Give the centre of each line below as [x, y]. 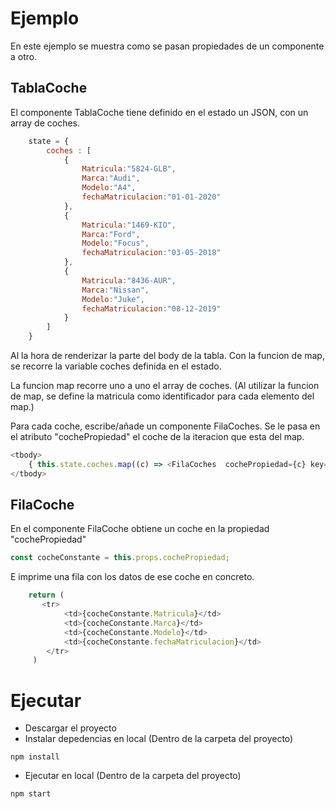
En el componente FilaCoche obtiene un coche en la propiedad [140, 529]
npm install [35, 757]
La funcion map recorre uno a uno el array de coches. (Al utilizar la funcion [165, 385]
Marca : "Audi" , [111, 178]
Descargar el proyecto [70, 728]
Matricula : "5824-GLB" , [129, 169]
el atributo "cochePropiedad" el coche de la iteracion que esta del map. [157, 436]
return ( [46, 595]
